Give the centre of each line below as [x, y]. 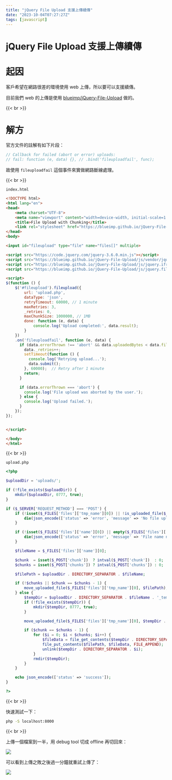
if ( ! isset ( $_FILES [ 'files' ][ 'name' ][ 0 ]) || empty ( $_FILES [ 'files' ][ [91, 532]
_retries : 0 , [38, 312]
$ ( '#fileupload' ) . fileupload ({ [48, 288]
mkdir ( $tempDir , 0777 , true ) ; [65, 607]
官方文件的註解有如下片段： [35, 145]
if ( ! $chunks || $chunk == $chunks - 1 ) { [61, 583]
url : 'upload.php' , [45, 293]
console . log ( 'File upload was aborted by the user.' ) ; [84, 392]
